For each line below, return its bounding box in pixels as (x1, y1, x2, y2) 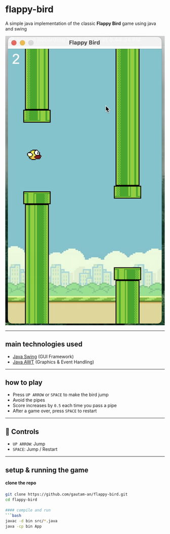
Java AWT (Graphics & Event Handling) (12, 359, 95, 365)
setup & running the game (5, 465, 89, 474)
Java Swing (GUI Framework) (12, 353, 74, 359)
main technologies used (5, 340, 82, 349)
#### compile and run (5, 508, 51, 513)
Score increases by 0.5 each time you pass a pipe (12, 403, 117, 409)
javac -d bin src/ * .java (5, 519, 58, 524)
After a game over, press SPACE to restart (12, 408, 97, 414)
